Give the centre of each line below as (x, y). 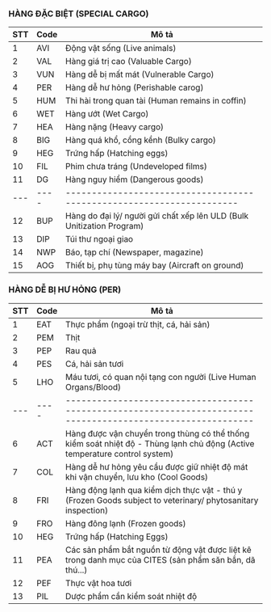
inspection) (87, 510)
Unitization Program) (105, 226)
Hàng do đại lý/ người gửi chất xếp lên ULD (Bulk (157, 216)
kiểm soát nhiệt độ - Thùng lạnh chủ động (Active (160, 443)
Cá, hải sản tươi (95, 364)
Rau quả (81, 350)
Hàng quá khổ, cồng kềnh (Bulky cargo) (141, 140)
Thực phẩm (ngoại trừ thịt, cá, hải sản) (138, 324)
